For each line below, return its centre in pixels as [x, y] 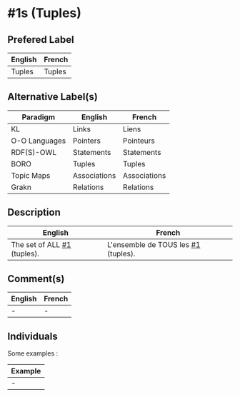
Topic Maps [31, 175]
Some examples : [33, 353]
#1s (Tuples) [45, 13]
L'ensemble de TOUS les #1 [154, 244]
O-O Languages [39, 141]
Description [34, 212]
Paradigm [39, 117]
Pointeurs [139, 141]
